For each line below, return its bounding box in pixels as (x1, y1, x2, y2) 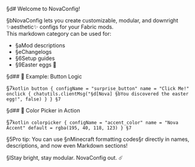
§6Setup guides (15, 54, 55, 62)
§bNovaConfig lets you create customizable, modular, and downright (6, 17, 179, 24)
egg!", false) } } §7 (6, 96, 61, 102)
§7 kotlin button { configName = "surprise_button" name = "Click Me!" (6, 85, 190, 91)
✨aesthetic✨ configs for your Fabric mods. (6, 24, 114, 30)
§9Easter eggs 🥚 (15, 61, 56, 68)
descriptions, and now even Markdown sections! (6, 142, 128, 149)
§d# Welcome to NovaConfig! (6, 5, 80, 12)
